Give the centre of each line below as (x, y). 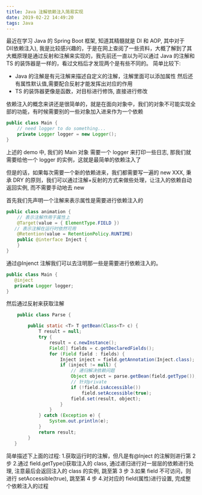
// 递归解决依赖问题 (93, 371)
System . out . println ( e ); (79, 421)
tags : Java (20, 23)
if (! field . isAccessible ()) (106, 387)
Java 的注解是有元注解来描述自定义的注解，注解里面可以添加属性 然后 (101, 76)
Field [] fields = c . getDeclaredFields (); (102, 348)
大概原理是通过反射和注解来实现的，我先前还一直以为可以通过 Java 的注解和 (101, 56)
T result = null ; (60, 332)
